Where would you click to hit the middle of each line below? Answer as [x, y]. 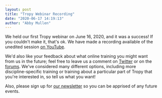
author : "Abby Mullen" [28, 23]
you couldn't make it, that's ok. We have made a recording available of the [79, 42]
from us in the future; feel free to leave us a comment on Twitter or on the [78, 61]
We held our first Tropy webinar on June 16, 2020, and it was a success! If [79, 37]
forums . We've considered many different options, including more [71, 67]
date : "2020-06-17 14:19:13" [34, 18]
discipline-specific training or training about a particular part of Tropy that [79, 72]
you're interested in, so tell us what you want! [50, 77]
